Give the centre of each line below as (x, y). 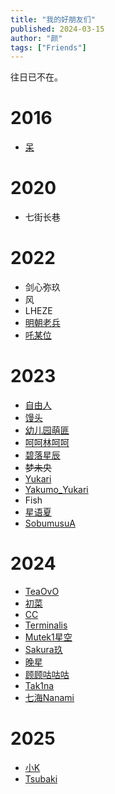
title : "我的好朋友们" (53, 19)
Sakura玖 (43, 649)
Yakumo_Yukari (56, 489)
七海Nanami (49, 697)
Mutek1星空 (48, 637)
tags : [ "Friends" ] (48, 47)
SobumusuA (50, 523)
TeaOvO (42, 591)
